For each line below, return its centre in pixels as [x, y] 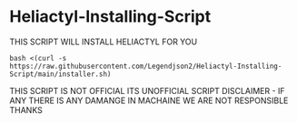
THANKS [26, 109]
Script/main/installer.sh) [60, 74]
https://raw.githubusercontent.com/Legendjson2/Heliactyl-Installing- [146, 66]
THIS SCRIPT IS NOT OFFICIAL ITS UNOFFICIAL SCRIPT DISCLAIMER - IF [147, 90]
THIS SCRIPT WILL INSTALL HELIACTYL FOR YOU [104, 42]
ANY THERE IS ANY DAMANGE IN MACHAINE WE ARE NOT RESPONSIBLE [149, 100]
